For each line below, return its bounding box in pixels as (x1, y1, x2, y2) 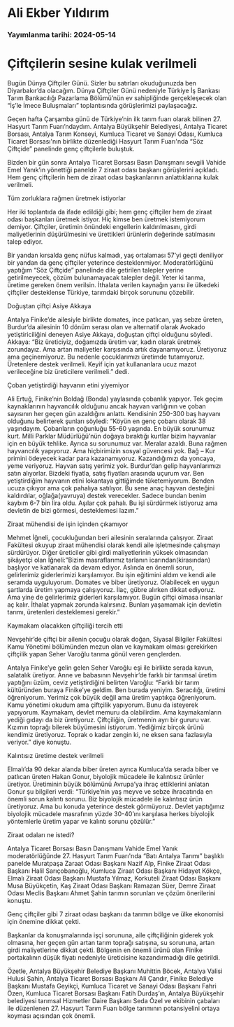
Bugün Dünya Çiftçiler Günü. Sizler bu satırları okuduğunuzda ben (7, 79, 197, 88)
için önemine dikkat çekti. (7, 918, 81, 926)
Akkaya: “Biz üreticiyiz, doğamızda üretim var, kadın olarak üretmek (7, 338, 201, 346)
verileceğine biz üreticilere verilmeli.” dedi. (7, 368, 130, 376)
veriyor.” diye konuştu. (7, 738, 72, 747)
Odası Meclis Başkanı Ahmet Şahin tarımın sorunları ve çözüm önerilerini (7, 889, 216, 897)
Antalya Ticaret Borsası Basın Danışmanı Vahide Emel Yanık (7, 844, 178, 853)
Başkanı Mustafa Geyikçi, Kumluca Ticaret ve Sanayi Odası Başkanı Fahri (7, 982, 217, 991)
